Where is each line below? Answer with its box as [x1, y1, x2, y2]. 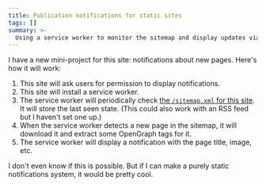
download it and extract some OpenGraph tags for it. [19, 129, 192, 139]
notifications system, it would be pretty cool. [8, 170, 154, 179]
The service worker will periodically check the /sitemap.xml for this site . [19, 95, 255, 105]
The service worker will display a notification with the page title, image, [19, 137, 252, 147]
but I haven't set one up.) [19, 112, 102, 122]
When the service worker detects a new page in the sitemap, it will [19, 121, 237, 130]
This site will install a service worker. [19, 88, 140, 97]
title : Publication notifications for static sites [8, 11, 182, 20]
